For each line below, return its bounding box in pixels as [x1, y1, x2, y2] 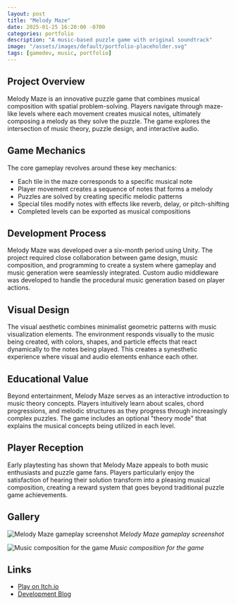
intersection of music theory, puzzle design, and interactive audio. [7, 124, 199, 132]
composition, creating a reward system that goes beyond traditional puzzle [7, 483, 225, 492]
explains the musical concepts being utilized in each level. [7, 421, 176, 430]
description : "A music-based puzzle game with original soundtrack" [7, 37, 213, 44]
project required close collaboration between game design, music [7, 254, 198, 262]
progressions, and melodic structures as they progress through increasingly [7, 406, 228, 415]
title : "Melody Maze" [7, 17, 71, 24]
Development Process [7, 227, 107, 239]
